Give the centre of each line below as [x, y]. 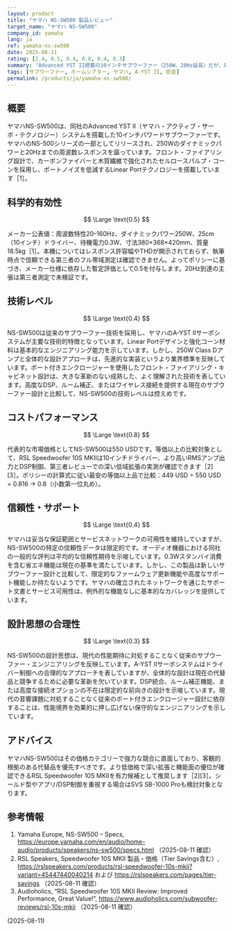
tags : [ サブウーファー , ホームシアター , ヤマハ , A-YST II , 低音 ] [93, 72]
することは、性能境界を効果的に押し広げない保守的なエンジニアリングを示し [116, 708]
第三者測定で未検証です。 [55, 277]
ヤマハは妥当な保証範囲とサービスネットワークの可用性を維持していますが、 [116, 539]
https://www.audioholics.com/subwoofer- [158, 898]
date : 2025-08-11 [32, 53]
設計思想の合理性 [44, 624]
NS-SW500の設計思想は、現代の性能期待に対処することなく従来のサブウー [114, 656]
